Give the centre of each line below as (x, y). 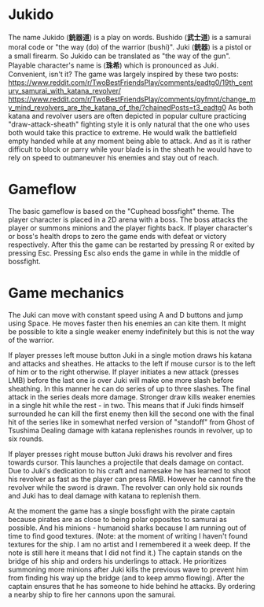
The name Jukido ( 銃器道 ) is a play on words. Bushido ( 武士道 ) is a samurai (130, 37)
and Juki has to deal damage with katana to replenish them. (104, 495)
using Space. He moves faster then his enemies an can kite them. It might (127, 323)
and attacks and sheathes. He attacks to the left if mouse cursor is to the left (132, 363)
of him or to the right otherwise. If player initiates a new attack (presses (124, 372)
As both (240, 107)
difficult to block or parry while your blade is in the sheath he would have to (130, 149)
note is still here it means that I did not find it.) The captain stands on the (125, 553)
